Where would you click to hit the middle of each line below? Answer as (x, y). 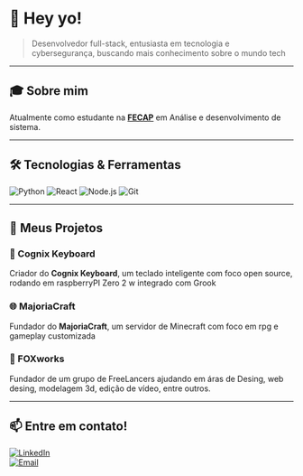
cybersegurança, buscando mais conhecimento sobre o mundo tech (158, 52)
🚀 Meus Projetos (56, 228)
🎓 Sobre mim (49, 91)
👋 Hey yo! (46, 19)
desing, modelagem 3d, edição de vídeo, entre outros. (110, 388)
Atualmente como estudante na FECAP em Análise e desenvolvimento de (145, 117)
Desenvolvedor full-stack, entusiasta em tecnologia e (130, 43)
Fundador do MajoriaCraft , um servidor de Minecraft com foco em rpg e (144, 326)
